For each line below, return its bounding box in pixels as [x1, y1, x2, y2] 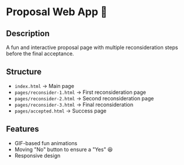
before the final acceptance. [6, 50, 74, 57]
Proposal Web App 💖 [6, 5, 107, 19]
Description [6, 29, 50, 38]
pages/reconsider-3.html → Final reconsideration [14, 101, 133, 108]
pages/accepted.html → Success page [14, 107, 107, 114]
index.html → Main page [14, 82, 75, 89]
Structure [6, 67, 42, 77]
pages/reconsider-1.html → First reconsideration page [14, 89, 146, 96]
